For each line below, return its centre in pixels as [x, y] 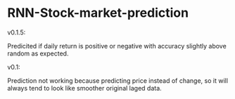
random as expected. [38, 53]
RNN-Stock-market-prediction [98, 13]
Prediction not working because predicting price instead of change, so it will [118, 80]
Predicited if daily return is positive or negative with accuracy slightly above [117, 46]
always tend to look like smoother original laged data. [84, 88]
